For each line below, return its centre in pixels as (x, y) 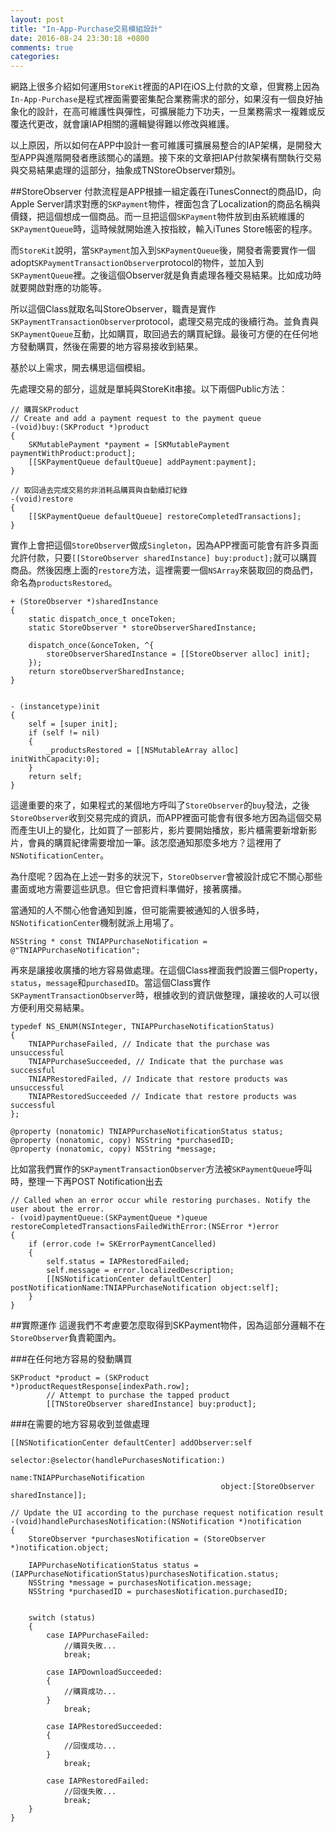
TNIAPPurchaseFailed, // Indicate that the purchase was (149, 1044)
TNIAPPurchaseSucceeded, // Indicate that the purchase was (156, 1062)
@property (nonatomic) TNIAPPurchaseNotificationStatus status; (147, 1132)
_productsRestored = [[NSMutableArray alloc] (143, 751)
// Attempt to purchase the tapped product (138, 1396)
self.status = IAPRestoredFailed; (118, 1262)
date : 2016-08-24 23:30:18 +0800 (80, 38)
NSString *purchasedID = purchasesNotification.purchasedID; (158, 1592)
